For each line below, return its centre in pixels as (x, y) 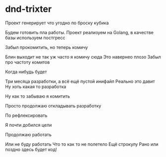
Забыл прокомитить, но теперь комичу (47, 47)
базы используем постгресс (35, 38)
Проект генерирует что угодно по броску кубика (57, 23)
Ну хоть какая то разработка (36, 86)
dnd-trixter (28, 9)
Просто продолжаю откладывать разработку (53, 105)
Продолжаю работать (28, 134)
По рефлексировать (27, 115)
